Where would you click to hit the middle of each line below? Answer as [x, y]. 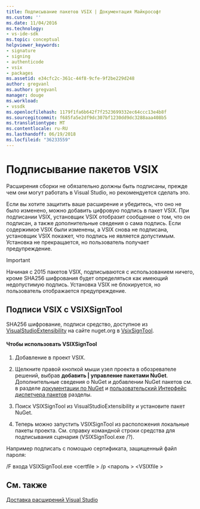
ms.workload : [22, 101]
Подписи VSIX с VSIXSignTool [64, 310]
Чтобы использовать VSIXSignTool [52, 344]
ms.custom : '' [24, 17]
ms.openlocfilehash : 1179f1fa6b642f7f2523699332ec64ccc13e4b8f [87, 112]
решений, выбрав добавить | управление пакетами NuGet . [91, 375]
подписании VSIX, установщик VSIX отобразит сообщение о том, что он [98, 217]
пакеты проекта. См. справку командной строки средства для [95, 430]
